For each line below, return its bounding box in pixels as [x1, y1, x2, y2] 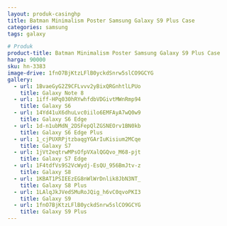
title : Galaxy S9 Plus [20, 208, 87, 215]
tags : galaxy [7, 30, 46, 38]
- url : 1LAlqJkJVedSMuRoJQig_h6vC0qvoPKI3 [13, 188, 141, 195]
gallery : [7, 76, 33, 83]
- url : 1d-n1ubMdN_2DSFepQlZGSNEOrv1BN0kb [13, 122, 141, 129]
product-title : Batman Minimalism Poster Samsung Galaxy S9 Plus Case [7, 50, 221, 57]
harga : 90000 [7, 56, 46, 64]
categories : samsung [7, 23, 69, 31]
